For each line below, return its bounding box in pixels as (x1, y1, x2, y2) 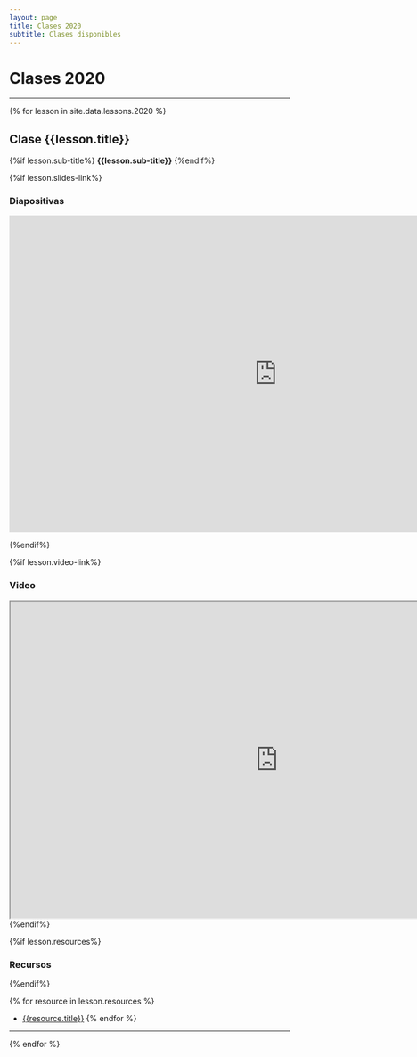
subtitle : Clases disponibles (9, 29, 122, 38)
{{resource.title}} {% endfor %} (21, 1013, 137, 1024)
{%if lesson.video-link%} (9, 557, 102, 568)
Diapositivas (9, 195, 65, 208)
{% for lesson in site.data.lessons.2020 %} (9, 106, 167, 117)
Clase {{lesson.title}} (9, 131, 131, 147)
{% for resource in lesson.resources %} (9, 996, 155, 1007)
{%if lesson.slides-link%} (9, 173, 102, 184)
